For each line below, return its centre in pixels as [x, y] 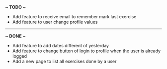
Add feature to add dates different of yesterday [61, 46]
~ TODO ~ [16, 7]
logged [20, 56]
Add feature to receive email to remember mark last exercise [74, 17]
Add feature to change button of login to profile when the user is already [86, 51]
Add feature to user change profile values [55, 22]
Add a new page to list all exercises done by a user [64, 61]
